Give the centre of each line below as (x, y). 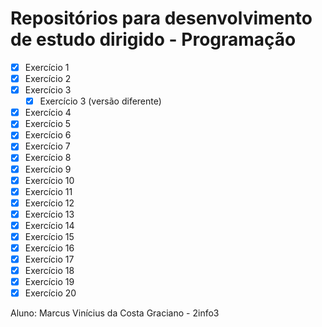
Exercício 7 (47, 146)
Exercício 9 (48, 169)
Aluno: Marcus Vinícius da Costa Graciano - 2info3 (115, 313)
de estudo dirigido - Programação (153, 39)
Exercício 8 (48, 158)
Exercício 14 (49, 225)
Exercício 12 (49, 203)
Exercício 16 (49, 248)
